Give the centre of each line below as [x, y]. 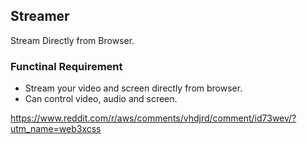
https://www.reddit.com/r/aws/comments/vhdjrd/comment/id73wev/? [153, 118]
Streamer [40, 16]
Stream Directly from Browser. [72, 40]
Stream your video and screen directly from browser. [133, 88]
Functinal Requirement [66, 66]
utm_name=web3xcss [56, 129]
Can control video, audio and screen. [101, 99]
